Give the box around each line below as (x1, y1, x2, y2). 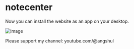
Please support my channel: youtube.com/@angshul (5, 37, 114, 44)
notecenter (5, 2, 53, 13)
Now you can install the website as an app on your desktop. (5, 18, 129, 24)
